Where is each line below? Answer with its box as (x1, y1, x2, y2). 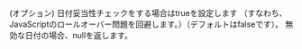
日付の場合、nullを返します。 (24, 30, 133, 40)
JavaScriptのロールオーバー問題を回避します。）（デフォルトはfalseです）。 (9, 19, 284, 29)
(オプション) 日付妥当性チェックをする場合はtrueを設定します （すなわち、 (9, 8, 288, 18)
